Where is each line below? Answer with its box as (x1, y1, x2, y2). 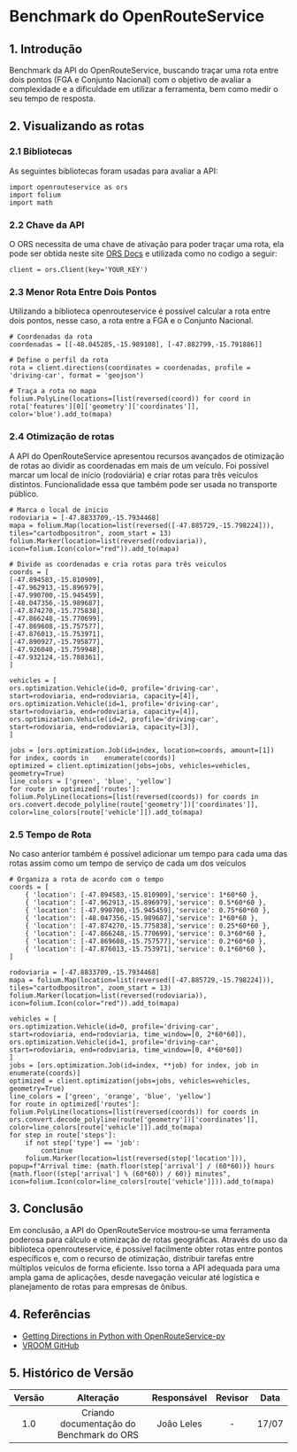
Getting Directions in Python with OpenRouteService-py (21, 1331, 225, 1341)
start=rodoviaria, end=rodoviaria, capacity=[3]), (9, 722, 200, 732)
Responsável (151, 1392, 208, 1404)
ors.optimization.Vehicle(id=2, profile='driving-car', (9, 715, 219, 724)
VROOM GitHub (21, 1339, 80, 1350)
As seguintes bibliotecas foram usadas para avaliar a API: (9, 166, 218, 176)
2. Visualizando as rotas (9, 119, 145, 134)
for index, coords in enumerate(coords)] (9, 753, 176, 763)
